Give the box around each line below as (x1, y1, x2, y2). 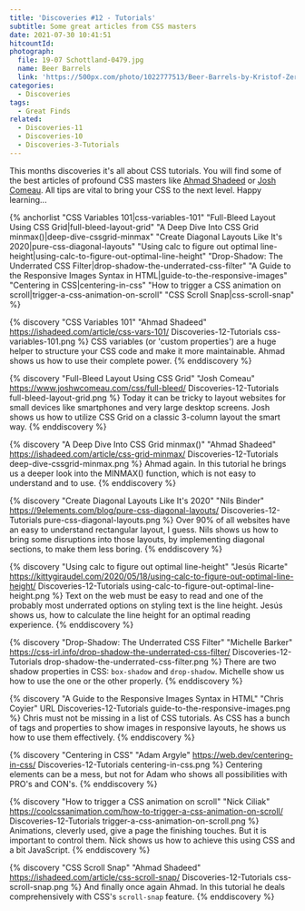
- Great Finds (17, 106, 71, 116)
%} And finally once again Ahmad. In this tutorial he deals (70, 881, 286, 892)
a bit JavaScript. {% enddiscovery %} (9, 844, 151, 855)
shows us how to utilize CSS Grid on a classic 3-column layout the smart (9, 411, 281, 422)
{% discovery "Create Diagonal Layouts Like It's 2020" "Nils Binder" (9, 495, 265, 506)
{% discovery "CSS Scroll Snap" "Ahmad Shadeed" (9, 862, 202, 873)
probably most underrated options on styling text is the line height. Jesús (9, 600, 283, 611)
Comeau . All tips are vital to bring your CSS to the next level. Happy (9, 184, 261, 196)
